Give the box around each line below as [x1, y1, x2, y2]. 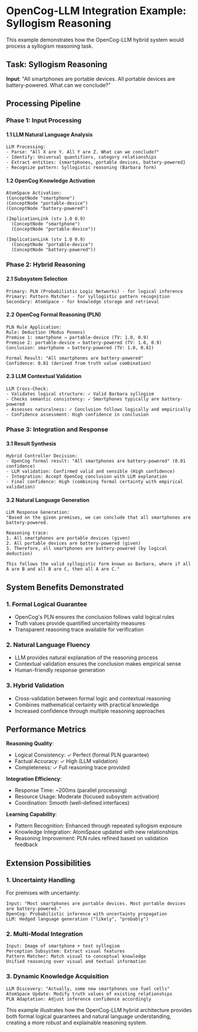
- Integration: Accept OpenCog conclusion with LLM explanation [6, 474, 167, 480]
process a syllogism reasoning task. [6, 42, 93, 50]
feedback [14, 841, 38, 848]
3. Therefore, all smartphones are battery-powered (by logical [6, 546, 167, 552]
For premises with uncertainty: [6, 889, 81, 896]
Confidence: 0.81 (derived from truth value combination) [6, 360, 151, 366]
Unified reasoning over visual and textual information [6, 959, 146, 965]
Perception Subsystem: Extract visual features [6, 948, 126, 954]
